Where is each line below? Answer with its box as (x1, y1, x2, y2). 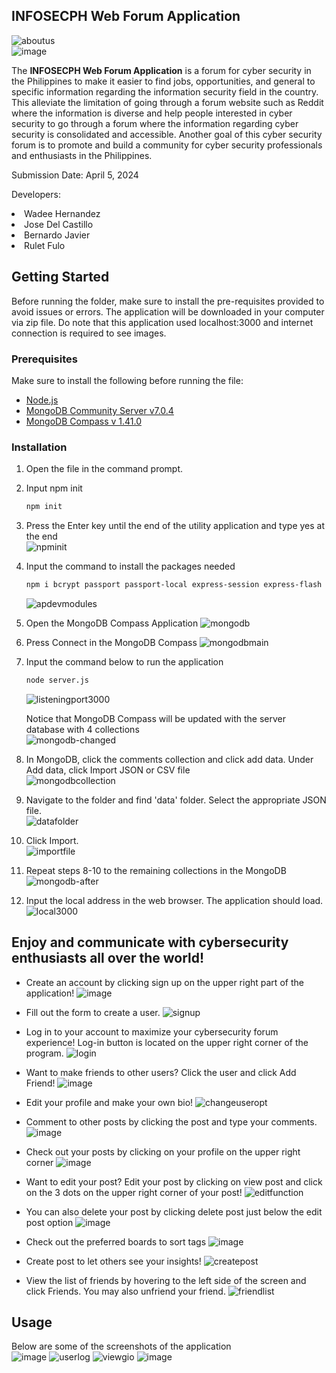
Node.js (25, 394, 59, 406)
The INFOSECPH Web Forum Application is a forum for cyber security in (11, 64, 312, 76)
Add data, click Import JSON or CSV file (25, 764, 191, 776)
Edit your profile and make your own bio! (25, 1096, 194, 1108)
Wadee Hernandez (24, 207, 101, 219)
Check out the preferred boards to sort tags (25, 1235, 207, 1248)
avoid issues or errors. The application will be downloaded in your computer (11, 305, 325, 318)
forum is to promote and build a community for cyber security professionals (11, 139, 323, 151)
